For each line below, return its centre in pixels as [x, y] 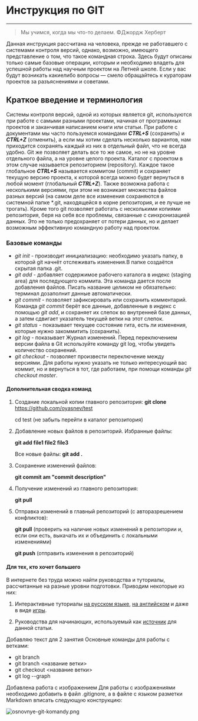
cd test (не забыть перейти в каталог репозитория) [79, 420]
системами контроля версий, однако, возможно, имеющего [82, 50]
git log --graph [33, 676]
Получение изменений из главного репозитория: [76, 488]
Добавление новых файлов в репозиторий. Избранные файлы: [93, 431]
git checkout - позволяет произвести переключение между [89, 356]
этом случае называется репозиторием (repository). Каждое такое [90, 165]
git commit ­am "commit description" [60, 477]
